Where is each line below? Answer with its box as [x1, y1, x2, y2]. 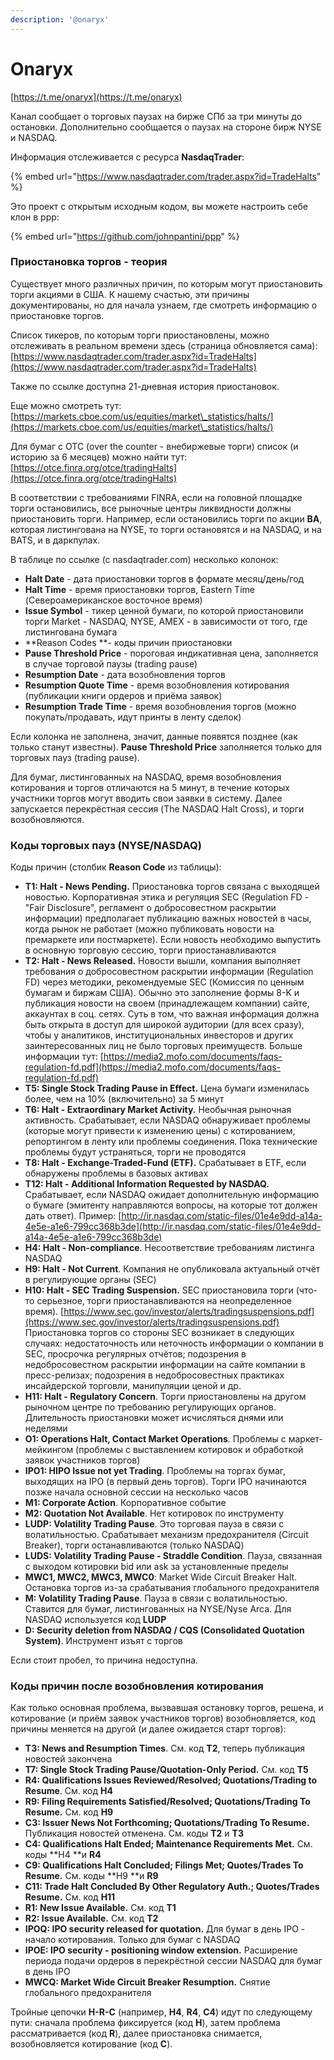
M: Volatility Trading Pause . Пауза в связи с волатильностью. [24, 1592, 288, 1605]
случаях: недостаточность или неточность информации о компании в [24, 1337, 324, 1350]
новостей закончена [24, 1753, 113, 1765]
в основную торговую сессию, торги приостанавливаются [24, 944, 277, 956]
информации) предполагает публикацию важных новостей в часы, [24, 912, 312, 925]
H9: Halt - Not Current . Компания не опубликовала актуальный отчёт [24, 1263, 321, 1275]
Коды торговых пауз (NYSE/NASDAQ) [10, 838, 202, 852]
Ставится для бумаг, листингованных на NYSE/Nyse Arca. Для [24, 1603, 292, 1615]
